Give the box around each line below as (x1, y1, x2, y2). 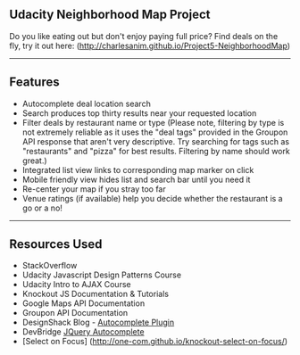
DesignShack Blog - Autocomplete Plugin (21, 317, 175, 328)
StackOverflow (21, 260, 78, 271)
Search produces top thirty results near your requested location (21, 107, 257, 119)
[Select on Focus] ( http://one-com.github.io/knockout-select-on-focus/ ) (21, 336, 288, 347)
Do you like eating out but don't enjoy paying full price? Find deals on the (9, 30, 279, 41)
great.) (21, 155, 47, 166)
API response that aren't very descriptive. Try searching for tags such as (21, 136, 290, 146)
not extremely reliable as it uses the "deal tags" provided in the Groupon (21, 127, 288, 137)
